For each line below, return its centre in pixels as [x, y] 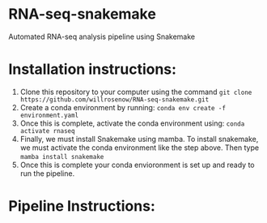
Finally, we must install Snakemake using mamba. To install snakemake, [139, 139]
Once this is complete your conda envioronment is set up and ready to [137, 165]
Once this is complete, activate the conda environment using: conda [132, 123]
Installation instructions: [92, 69]
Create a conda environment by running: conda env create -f [123, 107]
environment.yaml [49, 115]
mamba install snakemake [62, 157]
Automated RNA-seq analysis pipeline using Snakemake [102, 36]
